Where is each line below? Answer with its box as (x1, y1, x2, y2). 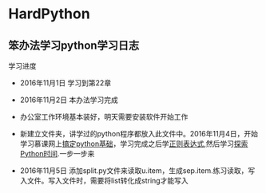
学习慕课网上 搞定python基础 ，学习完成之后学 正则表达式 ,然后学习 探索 (19, 139, 248, 148)
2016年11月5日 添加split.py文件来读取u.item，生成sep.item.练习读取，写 (19, 166, 256, 175)
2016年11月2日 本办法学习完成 (19, 95, 118, 104)
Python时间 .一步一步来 (19, 149, 95, 158)
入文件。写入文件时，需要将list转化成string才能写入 (19, 176, 189, 185)
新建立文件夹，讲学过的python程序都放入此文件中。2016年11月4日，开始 (19, 129, 258, 138)
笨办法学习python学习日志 (8, 38, 140, 52)
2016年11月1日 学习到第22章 (19, 78, 112, 88)
